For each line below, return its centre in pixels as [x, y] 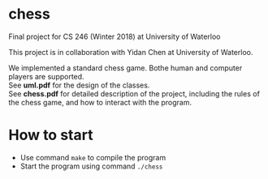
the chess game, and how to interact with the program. [100, 102]
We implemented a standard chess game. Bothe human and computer [125, 68]
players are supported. [46, 76]
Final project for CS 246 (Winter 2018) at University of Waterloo [115, 36]
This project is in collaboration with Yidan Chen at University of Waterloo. [131, 52]
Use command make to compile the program [93, 157]
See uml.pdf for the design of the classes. [79, 85]
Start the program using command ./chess [91, 166]
